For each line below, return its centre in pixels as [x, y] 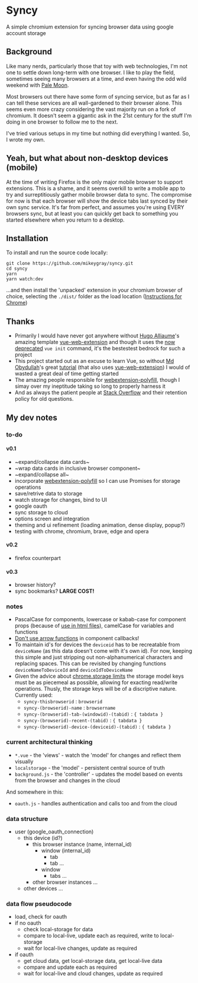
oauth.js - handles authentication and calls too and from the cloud [96, 803]
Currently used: [34, 695]
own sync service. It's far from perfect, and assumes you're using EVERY [95, 207]
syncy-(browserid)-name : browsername [69, 708]
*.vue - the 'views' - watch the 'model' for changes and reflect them [98, 755]
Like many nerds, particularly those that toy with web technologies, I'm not [97, 66]
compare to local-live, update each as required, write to [91, 935]
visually [24, 761]
